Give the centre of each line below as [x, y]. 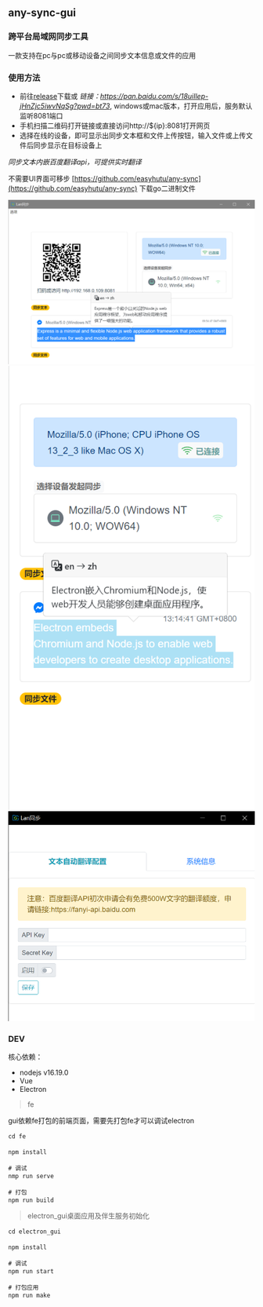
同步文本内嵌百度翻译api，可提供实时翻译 [75, 162]
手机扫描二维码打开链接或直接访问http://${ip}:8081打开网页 [115, 126]
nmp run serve [31, 1177]
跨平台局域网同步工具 [48, 37]
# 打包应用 [23, 1288]
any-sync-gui [42, 13]
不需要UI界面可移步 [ [41, 178]
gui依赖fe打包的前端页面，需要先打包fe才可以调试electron [101, 1121]
